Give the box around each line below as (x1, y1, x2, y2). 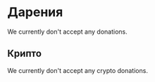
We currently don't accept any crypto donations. (7, 66, 148, 74)
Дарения (7, 4, 63, 20)
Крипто (7, 48, 42, 60)
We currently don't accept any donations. (7, 27, 128, 36)
